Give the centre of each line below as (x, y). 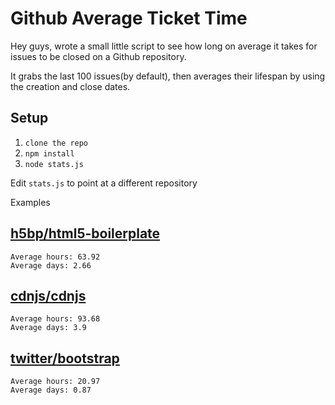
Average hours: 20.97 (55, 382)
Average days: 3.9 (48, 328)
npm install (49, 153)
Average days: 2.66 (51, 265)
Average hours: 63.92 (55, 257)
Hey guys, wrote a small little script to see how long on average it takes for (164, 46)
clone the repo (56, 143)
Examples (30, 202)
